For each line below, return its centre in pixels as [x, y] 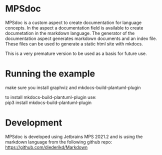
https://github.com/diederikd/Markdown [46, 147]
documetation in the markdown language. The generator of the [70, 33]
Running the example [50, 74]
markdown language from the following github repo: [59, 142]
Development [34, 123]
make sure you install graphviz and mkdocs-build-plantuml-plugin [73, 87]
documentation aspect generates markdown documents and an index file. [81, 38]
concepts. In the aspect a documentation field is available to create [74, 27]
